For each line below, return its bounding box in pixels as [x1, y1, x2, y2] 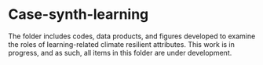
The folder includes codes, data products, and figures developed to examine [8, 31, 256, 41]
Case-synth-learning [8, 5, 149, 23]
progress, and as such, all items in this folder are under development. [8, 48, 232, 57]
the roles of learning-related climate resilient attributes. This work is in [8, 39, 236, 49]
